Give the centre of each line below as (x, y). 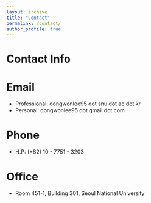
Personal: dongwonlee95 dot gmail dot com (70, 110)
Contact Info (39, 59)
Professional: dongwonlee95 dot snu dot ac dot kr (78, 104)
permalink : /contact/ (34, 23)
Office (22, 176)
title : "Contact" (28, 18)
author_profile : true (34, 29)
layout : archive (27, 12)
